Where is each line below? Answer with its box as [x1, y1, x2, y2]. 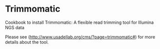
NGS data [5, 24, 24, 30]
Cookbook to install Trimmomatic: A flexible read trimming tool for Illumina [5, 19, 154, 25]
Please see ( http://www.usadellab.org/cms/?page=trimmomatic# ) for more [5, 34, 155, 40]
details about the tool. [5, 39, 49, 45]
